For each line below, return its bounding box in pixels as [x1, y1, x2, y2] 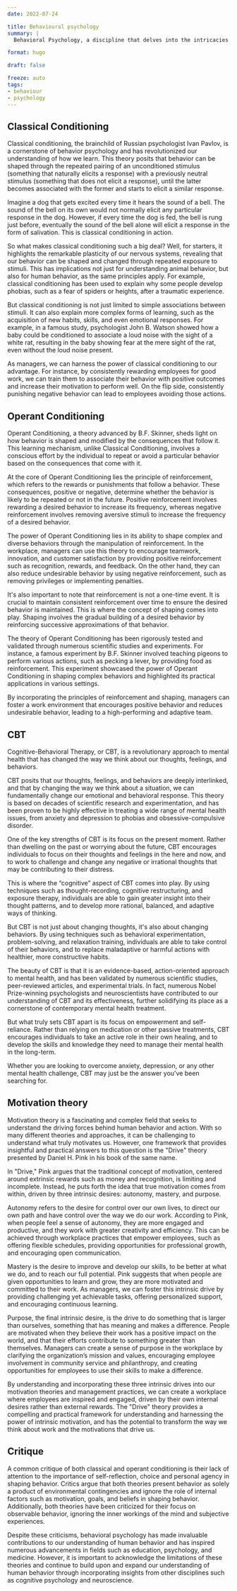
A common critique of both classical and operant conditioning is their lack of [7, 1464, 229, 1473]
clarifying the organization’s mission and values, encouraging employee [7, 1351, 216, 1360]
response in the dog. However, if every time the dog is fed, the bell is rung [7, 213, 223, 222]
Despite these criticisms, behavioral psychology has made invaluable [7, 1530, 208, 1539]
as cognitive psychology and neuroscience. [7, 1575, 134, 1584]
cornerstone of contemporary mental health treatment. [7, 1004, 166, 1012]
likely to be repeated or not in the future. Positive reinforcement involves [7, 495, 217, 504]
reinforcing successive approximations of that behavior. [7, 621, 169, 629]
